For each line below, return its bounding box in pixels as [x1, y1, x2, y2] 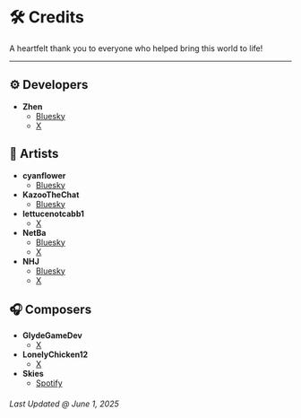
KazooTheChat [21, 189, 80, 200]
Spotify [35, 378, 63, 388]
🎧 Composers [9, 301, 92, 317]
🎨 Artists [9, 146, 59, 161]
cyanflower [21, 170, 66, 180]
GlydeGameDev [21, 330, 82, 341]
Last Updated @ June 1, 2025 [9, 398, 119, 409]
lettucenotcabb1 [21, 208, 85, 219]
